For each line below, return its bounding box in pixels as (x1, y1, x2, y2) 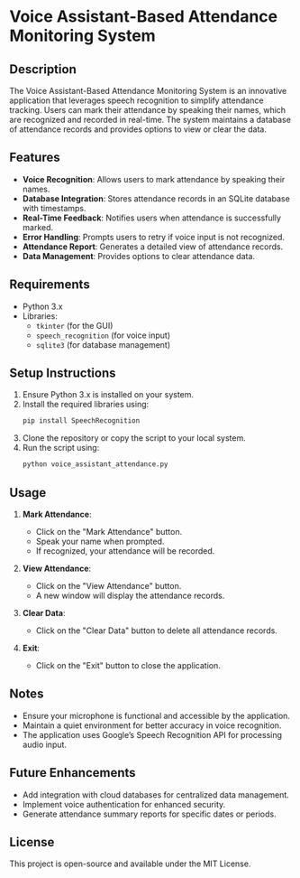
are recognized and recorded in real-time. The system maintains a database (9, 115, 291, 125)
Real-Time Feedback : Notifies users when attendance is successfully (22, 212, 282, 223)
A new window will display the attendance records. (35, 590, 225, 601)
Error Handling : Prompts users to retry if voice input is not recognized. (22, 231, 286, 242)
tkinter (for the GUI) (35, 320, 114, 331)
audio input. (22, 739, 68, 750)
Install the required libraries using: (22, 399, 150, 410)
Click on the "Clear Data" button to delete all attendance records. (35, 625, 277, 636)
